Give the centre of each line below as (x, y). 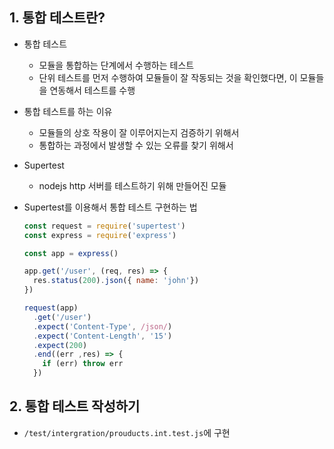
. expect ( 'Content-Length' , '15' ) (103, 336)
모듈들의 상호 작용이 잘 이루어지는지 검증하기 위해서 (139, 132)
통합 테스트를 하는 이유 (68, 111)
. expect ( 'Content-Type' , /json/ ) (103, 326)
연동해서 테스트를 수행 (92, 90)
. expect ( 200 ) (60, 345)
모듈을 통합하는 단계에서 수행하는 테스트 (116, 65)
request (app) (51, 308)
